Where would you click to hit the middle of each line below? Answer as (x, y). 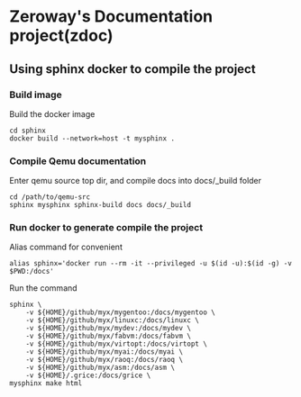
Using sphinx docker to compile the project (132, 69)
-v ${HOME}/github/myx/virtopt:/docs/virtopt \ (116, 344)
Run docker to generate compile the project (106, 228)
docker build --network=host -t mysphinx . (92, 138)
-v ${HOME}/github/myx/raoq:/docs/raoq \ (104, 360)
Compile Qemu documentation (78, 161)
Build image (36, 95)
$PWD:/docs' (32, 272)
